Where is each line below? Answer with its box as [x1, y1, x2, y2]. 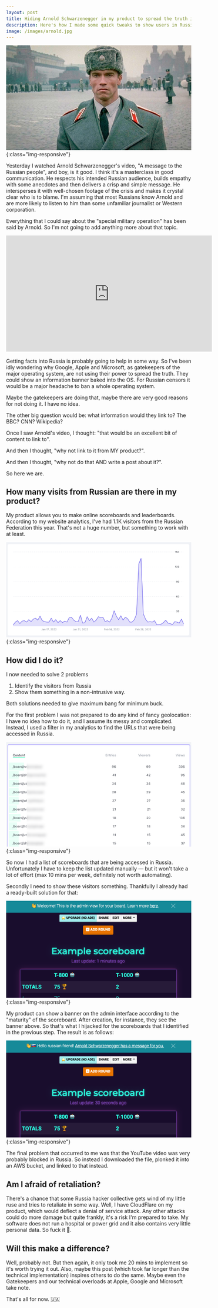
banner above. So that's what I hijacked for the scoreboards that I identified [6, 1023, 189, 1030]
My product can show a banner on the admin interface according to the [6, 1010, 179, 1017]
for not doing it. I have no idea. [6, 400, 81, 407]
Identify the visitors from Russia [14, 682, 92, 689]
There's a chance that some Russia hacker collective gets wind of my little [6, 1195, 186, 1202]
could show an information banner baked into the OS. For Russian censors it [6, 376, 190, 383]
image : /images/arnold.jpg [6, 28, 72, 34]
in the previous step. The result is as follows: [6, 1029, 115, 1036]
